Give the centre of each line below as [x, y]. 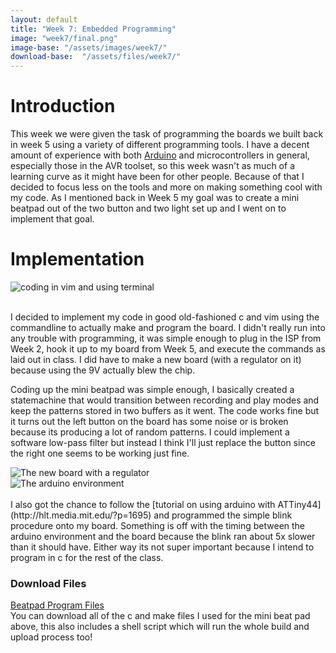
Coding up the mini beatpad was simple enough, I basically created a [152, 389]
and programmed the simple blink [223, 515]
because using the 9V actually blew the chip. [103, 370]
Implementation [77, 259]
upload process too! [51, 637]
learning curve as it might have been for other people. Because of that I [157, 177]
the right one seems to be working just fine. [100, 453]
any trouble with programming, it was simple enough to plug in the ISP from [166, 338]
